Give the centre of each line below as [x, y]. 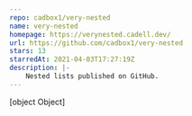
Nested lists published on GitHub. [92, 76]
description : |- [40, 68]
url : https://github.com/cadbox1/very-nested [96, 43]
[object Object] [37, 102]
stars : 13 [28, 51]
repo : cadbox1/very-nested [60, 18]
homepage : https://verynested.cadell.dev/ [90, 34]
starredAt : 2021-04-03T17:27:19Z [72, 59]
